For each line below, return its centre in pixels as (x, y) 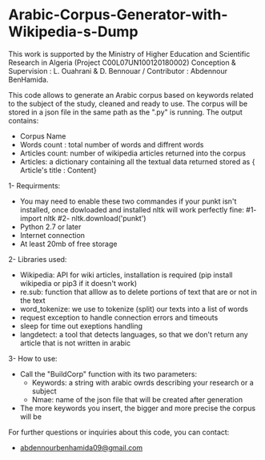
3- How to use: (33, 358)
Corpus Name (43, 136)
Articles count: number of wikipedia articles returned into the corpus (133, 153)
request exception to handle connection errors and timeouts (119, 317)
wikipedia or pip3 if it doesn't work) (78, 283)
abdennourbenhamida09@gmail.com (81, 447)
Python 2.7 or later (50, 227)
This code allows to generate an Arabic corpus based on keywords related (131, 95)
